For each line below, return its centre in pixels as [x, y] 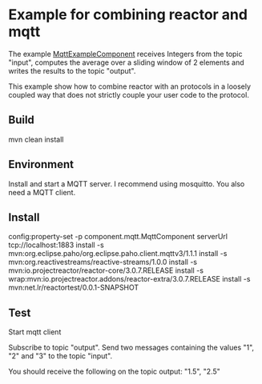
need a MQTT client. [42, 192]
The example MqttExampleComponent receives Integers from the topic [125, 54]
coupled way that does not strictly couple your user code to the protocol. [129, 94]
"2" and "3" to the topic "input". [60, 356]
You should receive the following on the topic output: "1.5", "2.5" [114, 372]
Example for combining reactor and [128, 15]
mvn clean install [36, 139]
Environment [41, 164]
